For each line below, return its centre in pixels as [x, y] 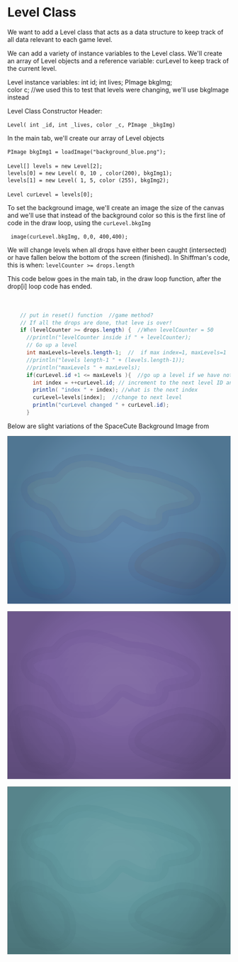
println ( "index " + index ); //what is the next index [115, 390]
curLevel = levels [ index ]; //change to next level [107, 398]
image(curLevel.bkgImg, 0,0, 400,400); [69, 236]
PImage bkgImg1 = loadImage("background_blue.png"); [87, 152]
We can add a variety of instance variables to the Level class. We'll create [115, 53]
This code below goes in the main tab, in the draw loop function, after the [114, 278]
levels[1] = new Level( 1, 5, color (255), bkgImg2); [89, 180]
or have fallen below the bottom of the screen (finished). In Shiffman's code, [119, 257]
